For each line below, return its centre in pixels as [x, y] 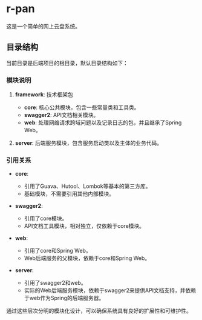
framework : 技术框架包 [44, 95]
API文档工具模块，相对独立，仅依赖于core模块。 [84, 226]
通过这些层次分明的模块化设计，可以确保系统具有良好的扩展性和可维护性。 [99, 311]
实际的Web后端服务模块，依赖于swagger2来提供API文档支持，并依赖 [110, 290]
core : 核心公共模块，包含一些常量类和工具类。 [82, 107]
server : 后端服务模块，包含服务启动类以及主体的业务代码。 [89, 143]
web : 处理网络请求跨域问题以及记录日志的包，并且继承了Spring [103, 122]
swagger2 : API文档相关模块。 [61, 115]
